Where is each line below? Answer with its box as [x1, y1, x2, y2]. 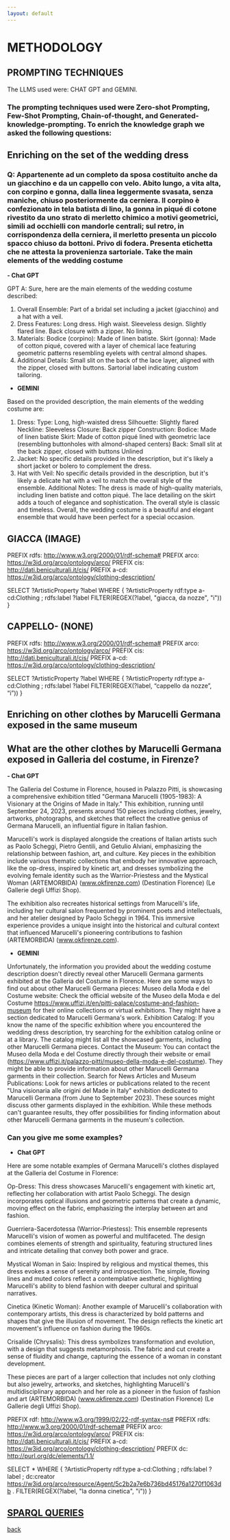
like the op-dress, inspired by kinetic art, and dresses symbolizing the [7, 864, 204, 872]
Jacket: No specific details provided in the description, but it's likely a [16, 455, 214, 463]
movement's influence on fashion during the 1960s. [7, 1324, 152, 1333]
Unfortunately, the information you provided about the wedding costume [7, 962, 212, 971]
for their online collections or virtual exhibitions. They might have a [33, 1006, 221, 1015]
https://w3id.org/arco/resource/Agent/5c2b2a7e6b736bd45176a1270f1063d [7, 1480, 222, 1488]
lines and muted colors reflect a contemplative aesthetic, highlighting [7, 1275, 202, 1283]
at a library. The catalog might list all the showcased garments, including [7, 1035, 212, 1044]
